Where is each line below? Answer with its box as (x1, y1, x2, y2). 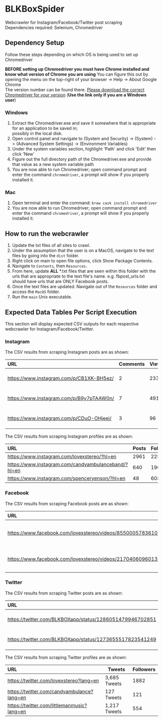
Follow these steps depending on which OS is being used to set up (5, 51, 138, 57)
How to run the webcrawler (5, 229, 89, 238)
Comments (118, 360, 145, 367)
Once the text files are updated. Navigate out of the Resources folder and (12, 284, 158, 290)
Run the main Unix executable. (12, 294, 72, 300)
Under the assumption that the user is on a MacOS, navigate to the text (12, 247, 154, 253)
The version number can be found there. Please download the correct (5, 86, 145, 93)
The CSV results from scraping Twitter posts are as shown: (5, 590, 123, 596)
